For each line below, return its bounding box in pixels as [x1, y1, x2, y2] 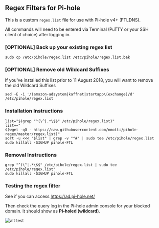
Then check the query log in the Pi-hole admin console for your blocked [5, 203, 150, 209]
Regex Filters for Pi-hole [5, 4, 81, 12]
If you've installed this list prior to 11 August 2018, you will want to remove [5, 77, 153, 83]
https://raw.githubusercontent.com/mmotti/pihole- [33, 127, 139, 132]
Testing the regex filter [5, 182, 61, 189]
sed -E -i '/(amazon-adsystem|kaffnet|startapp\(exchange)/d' [5, 92, 135, 97]
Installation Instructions [5, 108, 63, 114]
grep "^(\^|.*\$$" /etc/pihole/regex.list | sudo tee [5, 162, 117, 167]
